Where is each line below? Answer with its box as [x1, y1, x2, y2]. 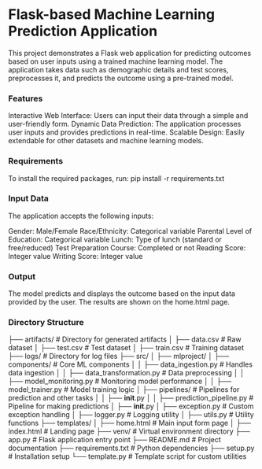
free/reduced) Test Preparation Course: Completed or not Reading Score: [8, 242, 246, 253]
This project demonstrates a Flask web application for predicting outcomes [8, 48, 252, 57]
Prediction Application [8, 22, 158, 40]
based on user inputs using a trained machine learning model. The [8, 57, 223, 66]
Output [8, 271, 36, 282]
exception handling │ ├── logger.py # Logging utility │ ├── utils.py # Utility [8, 410, 254, 419]
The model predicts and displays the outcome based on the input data [8, 289, 236, 298]
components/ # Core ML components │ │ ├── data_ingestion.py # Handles [8, 360, 253, 369]
